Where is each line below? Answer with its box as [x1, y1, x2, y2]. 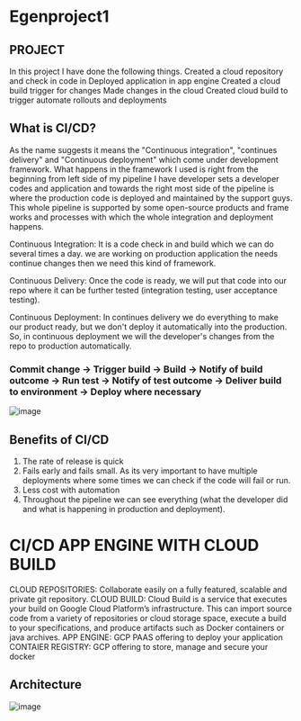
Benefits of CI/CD [9, 432, 110, 447]
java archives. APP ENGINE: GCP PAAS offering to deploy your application [9, 632, 283, 643]
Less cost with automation [22, 484, 120, 495]
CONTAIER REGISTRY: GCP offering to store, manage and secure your [9, 641, 269, 652]
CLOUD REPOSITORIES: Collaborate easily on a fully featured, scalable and [9, 583, 288, 595]
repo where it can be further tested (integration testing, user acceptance [9, 284, 279, 295]
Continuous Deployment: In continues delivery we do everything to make [9, 311, 279, 322]
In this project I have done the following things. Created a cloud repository [9, 66, 284, 77]
